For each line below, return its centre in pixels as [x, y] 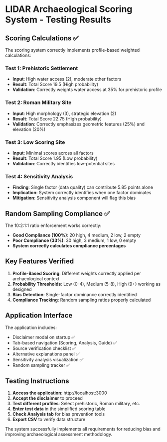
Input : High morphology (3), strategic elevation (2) [64, 113]
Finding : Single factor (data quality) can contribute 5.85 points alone [83, 187]
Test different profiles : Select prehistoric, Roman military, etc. [76, 404]
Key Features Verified [39, 262]
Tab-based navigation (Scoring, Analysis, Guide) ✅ [65, 342]
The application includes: [31, 328]
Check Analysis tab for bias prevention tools [59, 414]
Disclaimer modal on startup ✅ [44, 337]
